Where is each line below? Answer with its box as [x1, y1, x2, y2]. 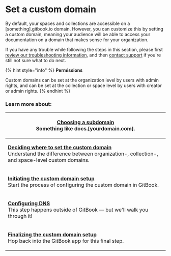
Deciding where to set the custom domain [8, 144, 112, 151]
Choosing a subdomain [56, 119, 115, 126]
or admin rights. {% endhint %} [5, 88, 71, 94]
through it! [8, 213, 33, 220]
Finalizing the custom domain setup [8, 231, 97, 238]
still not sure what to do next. [5, 57, 66, 63]
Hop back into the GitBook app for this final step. [8, 238, 124, 245]
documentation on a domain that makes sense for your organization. [5, 37, 149, 43]
